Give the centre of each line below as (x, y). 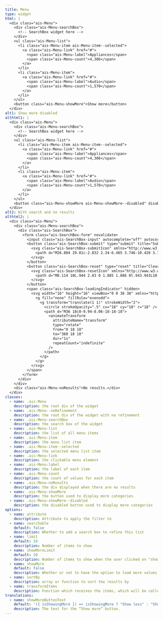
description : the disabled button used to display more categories (83, 505)
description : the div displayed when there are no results (75, 487)
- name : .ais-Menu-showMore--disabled (49, 501)
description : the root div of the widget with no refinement (77, 415)
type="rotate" (67, 325)
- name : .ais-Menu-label (34, 465)
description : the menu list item (48, 442)
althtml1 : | (17, 118)
